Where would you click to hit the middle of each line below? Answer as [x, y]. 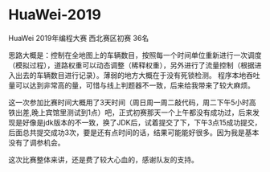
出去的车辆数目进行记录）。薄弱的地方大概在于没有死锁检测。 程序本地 [131, 75]
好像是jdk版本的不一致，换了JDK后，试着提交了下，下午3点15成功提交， [142, 122]
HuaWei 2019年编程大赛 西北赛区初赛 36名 [79, 38]
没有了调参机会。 [37, 142]
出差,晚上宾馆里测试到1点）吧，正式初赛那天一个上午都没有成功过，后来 [134, 112]
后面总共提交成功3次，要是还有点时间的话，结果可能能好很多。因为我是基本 [134, 132]
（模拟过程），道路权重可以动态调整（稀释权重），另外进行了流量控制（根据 [131, 65]
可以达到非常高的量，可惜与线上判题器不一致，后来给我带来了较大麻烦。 [135, 85]
